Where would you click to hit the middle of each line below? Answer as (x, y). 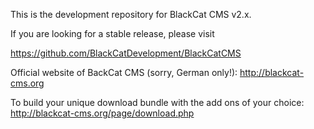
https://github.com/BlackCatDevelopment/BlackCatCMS (126, 53)
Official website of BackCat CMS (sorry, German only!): (124, 72)
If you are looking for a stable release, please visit (112, 33)
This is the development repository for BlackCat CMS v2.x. (131, 14)
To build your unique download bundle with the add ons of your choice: (157, 102)
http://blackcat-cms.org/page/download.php (102, 113)
